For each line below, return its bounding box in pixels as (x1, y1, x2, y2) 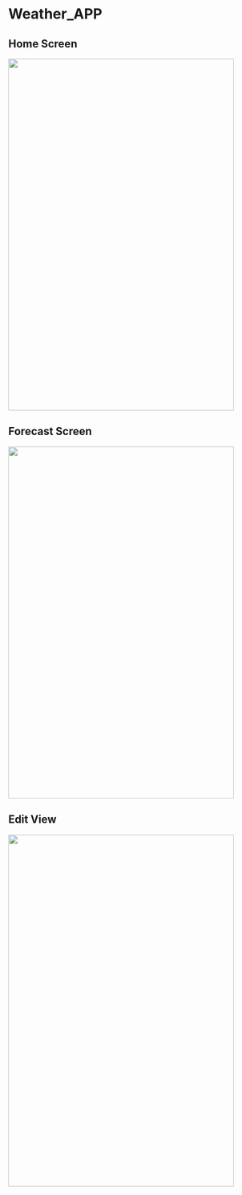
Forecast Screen (8, 425, 92, 438)
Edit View (8, 813, 57, 827)
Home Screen (8, 37, 78, 51)
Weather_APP (8, 5, 103, 23)
